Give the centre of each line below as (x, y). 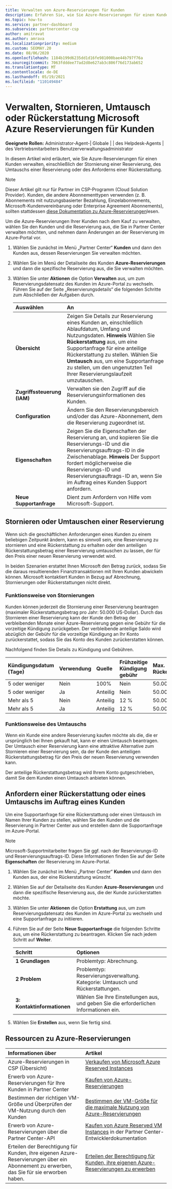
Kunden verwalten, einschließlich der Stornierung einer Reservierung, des (83, 164)
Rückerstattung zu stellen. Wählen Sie (112, 354)
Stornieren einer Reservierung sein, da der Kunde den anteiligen (73, 752)
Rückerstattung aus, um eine (102, 342)
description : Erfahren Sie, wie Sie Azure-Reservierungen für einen (80, 15)
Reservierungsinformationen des (106, 395)
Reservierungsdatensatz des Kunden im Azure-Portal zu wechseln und (87, 913)
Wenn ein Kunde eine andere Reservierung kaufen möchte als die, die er (81, 735)
